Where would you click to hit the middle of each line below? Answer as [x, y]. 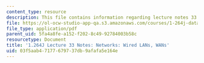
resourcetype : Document [36, 40]
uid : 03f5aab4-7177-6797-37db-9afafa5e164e [62, 51]
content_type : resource [36, 12]
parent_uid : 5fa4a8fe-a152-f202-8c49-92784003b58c [72, 34]
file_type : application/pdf [42, 28]
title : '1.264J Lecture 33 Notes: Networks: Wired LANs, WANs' [88, 46]
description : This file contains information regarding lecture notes [97, 17]
